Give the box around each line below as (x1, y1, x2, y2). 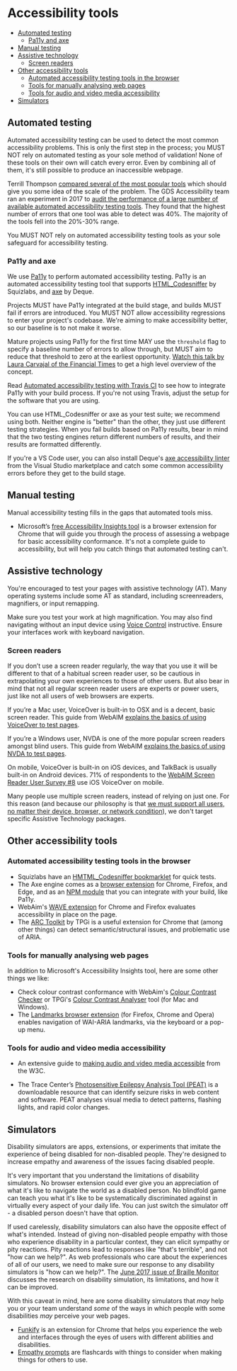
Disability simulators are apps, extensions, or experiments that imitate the (7, 1143, 221, 1151)
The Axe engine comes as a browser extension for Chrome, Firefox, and (17, 880, 228, 888)
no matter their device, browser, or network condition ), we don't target (7, 807, 213, 815)
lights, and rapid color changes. (17, 1103, 110, 1112)
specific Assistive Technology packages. (7, 814, 127, 823)
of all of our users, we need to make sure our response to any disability (7, 1260, 214, 1269)
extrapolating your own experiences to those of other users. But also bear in (7, 676, 230, 685)
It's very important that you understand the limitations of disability (7, 1171, 200, 1180)
